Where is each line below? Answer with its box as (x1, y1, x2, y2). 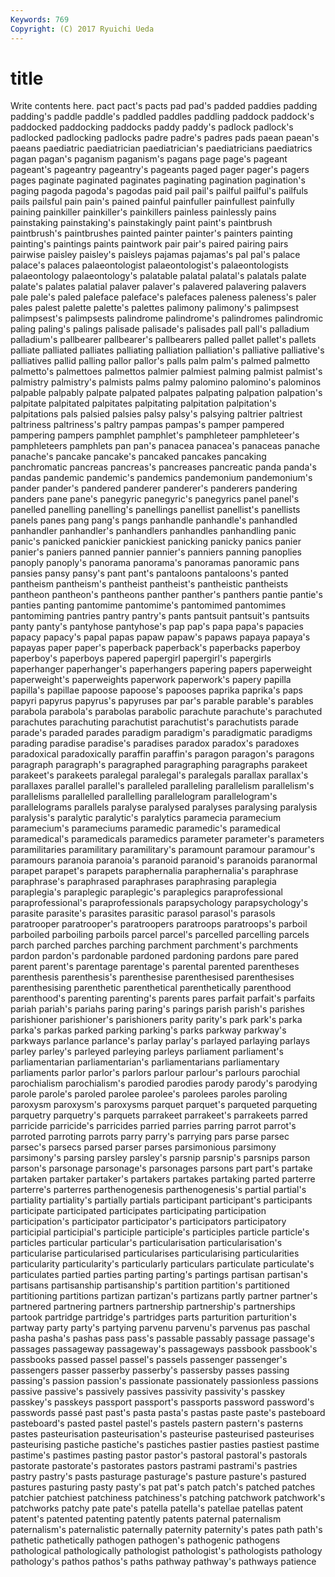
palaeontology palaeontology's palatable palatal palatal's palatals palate (10, 270, 307, 282)
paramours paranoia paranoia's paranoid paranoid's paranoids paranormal (10, 854, 318, 866)
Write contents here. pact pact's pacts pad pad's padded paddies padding (10, 100, 318, 112)
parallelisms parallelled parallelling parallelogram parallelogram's (10, 791, 278, 803)
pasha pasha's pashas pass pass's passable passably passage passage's (10, 1332, 315, 1345)
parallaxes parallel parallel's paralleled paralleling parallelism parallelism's (10, 780, 315, 792)
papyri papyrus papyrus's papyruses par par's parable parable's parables (10, 695, 314, 707)
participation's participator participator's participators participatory (10, 1216, 287, 1228)
